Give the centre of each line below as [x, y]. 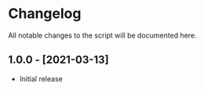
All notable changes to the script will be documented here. [103, 35]
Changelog [45, 14]
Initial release [41, 78]
